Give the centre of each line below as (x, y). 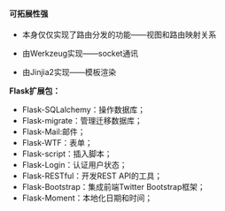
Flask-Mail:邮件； (54, 132)
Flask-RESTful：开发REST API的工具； (92, 176)
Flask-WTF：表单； (57, 143)
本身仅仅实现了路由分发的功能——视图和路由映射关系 (119, 34)
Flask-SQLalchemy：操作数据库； (84, 109)
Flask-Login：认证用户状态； (74, 165)
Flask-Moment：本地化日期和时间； (87, 198)
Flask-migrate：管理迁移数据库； (82, 121)
